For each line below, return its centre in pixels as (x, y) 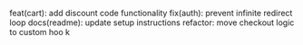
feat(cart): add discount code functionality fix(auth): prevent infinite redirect (151, 13)
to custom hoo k (40, 32)
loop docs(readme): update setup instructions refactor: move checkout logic (152, 22)
